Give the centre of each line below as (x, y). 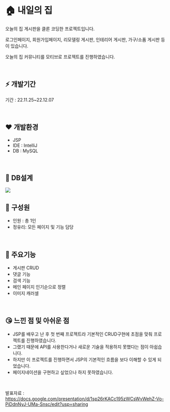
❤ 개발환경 (22, 127)
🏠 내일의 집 (29, 10)
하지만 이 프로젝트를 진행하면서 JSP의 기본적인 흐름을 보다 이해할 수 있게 (84, 359)
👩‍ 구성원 (18, 207)
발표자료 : (15, 393)
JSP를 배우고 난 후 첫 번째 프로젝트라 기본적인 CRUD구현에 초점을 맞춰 (82, 334)
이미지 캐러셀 (26, 293)
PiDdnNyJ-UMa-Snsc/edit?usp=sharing (47, 404)
